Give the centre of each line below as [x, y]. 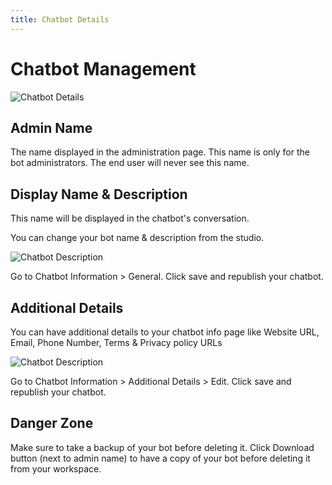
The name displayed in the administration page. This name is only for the [160, 152]
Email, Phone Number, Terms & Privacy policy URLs [116, 342]
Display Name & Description [99, 194]
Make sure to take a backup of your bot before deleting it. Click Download [162, 447]
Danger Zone [52, 423]
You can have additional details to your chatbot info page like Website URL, [165, 332]
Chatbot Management [103, 68]
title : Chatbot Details [60, 19]
